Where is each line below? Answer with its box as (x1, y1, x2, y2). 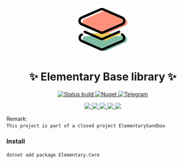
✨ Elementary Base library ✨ (29, 70, 177, 84)
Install (6, 137, 26, 146)
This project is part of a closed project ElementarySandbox (6, 122, 166, 129)
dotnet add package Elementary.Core (6, 152, 100, 158)
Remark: (6, 115, 28, 122)
